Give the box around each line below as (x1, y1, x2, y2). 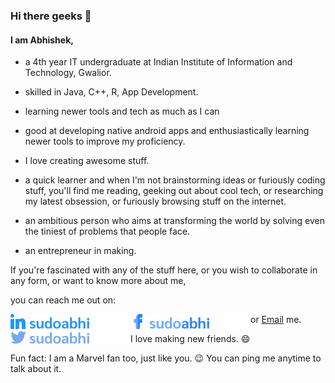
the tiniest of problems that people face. (24, 225, 191, 238)
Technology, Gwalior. (24, 67, 112, 79)
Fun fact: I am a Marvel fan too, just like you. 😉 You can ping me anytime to (10, 352, 322, 364)
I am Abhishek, (10, 34, 74, 46)
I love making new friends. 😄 (130, 333, 251, 345)
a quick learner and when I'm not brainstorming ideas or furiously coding (24, 174, 326, 186)
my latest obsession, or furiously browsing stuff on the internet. (24, 195, 287, 208)
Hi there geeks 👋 (10, 9, 92, 23)
